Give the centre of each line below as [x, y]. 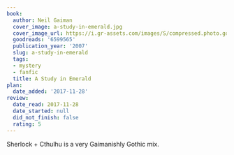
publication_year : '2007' [51, 46]
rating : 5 [27, 124]
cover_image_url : [38, 33]
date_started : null [41, 111]
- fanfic [25, 72]
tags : [21, 59]
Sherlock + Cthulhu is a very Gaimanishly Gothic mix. [83, 144]
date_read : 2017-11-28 [46, 105]
